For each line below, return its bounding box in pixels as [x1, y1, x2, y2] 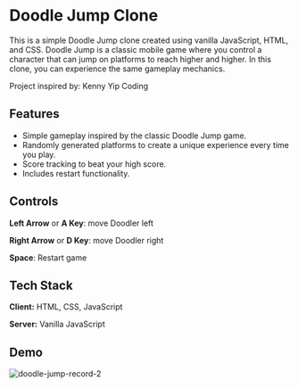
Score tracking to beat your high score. [21, 158, 167, 169]
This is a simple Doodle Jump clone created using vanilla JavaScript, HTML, [9, 35, 289, 45]
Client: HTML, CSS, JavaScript [9, 301, 123, 312]
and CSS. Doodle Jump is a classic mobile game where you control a [9, 44, 262, 54]
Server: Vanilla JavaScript [9, 318, 105, 330]
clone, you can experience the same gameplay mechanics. [9, 63, 226, 74]
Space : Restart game [9, 252, 87, 263]
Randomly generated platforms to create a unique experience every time [21, 139, 290, 150]
